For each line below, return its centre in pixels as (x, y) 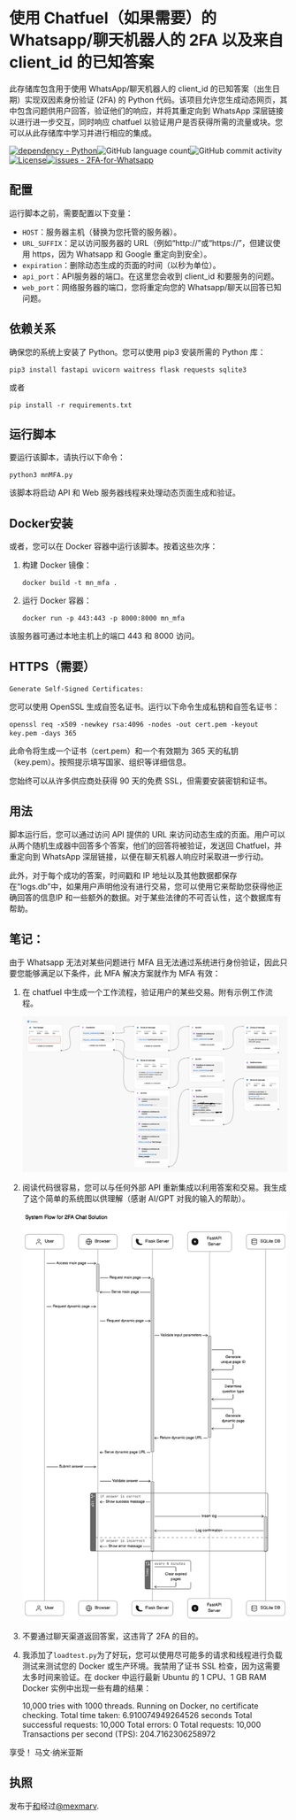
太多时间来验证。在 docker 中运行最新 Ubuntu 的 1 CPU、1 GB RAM (144, 1677)
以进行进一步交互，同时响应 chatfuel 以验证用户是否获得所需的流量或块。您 (146, 121)
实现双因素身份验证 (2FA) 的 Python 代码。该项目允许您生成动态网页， (152, 99)
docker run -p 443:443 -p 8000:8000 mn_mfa (103, 619)
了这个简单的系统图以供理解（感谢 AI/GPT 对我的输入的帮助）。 (136, 1199)
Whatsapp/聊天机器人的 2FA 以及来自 (147, 40)
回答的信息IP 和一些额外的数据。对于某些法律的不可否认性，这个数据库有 (149, 897)
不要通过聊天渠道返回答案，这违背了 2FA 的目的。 (112, 1636)
